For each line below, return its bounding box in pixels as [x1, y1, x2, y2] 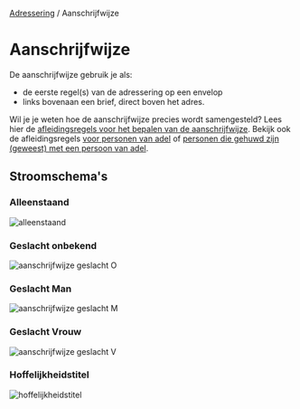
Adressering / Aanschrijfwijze [9, 8, 119, 18]
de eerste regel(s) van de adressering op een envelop [22, 86, 223, 98]
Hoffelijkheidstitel [9, 368, 90, 381]
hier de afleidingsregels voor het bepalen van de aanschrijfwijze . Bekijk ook [9, 123, 291, 134]
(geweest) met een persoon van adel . [9, 142, 149, 153]
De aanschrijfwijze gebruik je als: [9, 69, 133, 80]
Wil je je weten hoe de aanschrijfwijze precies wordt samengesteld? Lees [9, 113, 283, 125]
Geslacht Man [9, 282, 72, 295]
